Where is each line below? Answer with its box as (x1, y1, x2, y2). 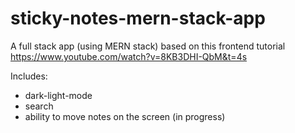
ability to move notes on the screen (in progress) (24, 110, 226, 122)
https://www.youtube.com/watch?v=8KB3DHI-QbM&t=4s (10, 50, 248, 62)
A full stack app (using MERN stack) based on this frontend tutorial (10, 40, 286, 52)
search (24, 100, 54, 112)
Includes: (10, 70, 48, 82)
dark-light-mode (24, 89, 93, 101)
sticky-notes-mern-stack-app (10, 7, 266, 30)
